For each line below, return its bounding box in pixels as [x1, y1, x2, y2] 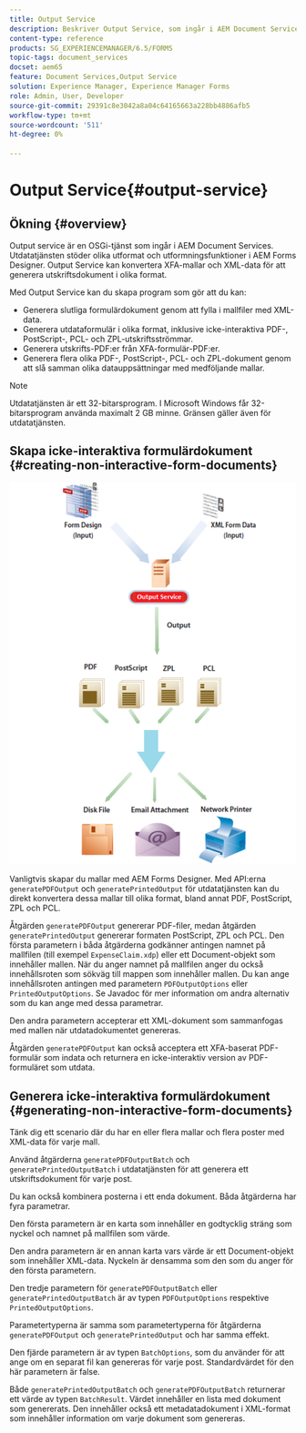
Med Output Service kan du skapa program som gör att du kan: [9, 287, 247, 298]
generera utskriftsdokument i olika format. [9, 269, 168, 279]
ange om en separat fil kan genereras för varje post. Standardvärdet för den [9, 1357, 294, 1367]
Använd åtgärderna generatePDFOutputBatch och [9, 1154, 190, 1165]
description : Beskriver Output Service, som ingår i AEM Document [9, 24, 267, 34]
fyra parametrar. [9, 1201, 71, 1212]
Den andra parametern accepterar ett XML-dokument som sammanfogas [9, 1015, 284, 1026]
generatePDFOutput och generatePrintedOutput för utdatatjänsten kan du [9, 883, 280, 894]
